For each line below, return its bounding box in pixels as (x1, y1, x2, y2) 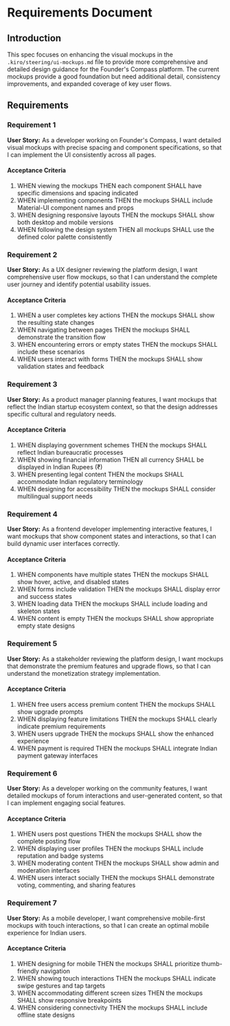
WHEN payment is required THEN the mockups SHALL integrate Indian (16, 744, 218, 752)
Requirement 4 (7, 509, 58, 519)
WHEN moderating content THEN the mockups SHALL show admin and (16, 859, 220, 868)
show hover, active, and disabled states (16, 578, 129, 586)
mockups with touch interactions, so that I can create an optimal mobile (7, 921, 209, 930)
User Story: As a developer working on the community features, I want (7, 784, 208, 793)
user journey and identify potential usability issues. (7, 280, 151, 288)
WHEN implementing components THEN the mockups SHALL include (16, 196, 213, 204)
